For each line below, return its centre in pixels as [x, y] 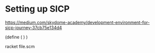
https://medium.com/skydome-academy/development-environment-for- [77, 22]
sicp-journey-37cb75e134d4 [34, 27]
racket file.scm [20, 46]
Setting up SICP [37, 9]
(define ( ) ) [16, 37]
